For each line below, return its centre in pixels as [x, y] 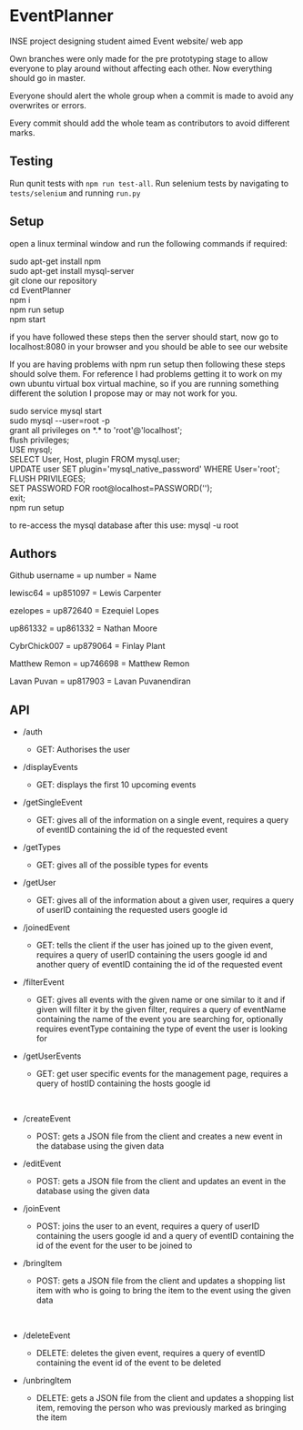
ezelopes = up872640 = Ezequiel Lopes [84, 611]
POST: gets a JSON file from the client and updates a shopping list [161, 1281]
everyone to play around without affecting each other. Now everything [141, 68]
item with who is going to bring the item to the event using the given [163, 1291]
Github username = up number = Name [83, 575]
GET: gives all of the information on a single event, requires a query [162, 820]
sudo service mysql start [56, 411]
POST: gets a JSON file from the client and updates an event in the [161, 1182]
